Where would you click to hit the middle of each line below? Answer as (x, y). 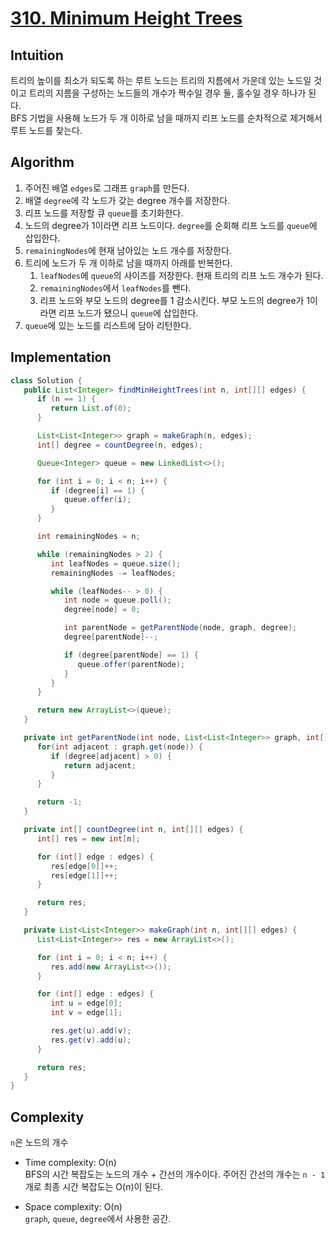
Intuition (37, 55)
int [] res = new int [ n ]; (88, 838)
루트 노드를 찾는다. (46, 130)
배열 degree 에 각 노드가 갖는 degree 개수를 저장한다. (127, 200)
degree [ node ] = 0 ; (102, 610)
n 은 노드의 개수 (39, 1143)
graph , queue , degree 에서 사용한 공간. (98, 1219)
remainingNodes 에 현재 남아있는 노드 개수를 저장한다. (128, 250)
